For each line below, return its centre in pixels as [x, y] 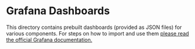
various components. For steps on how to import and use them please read [97, 33]
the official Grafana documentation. [49, 40]
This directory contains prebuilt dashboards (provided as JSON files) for [94, 27]
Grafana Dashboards [58, 11]
